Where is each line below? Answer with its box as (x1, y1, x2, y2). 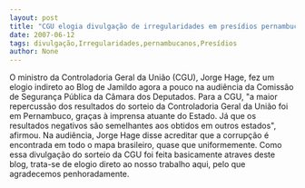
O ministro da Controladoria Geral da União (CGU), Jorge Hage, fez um (9, 72, 275, 83)
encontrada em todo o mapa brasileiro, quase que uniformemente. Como (9, 140, 282, 151)
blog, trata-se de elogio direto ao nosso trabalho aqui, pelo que (9, 159, 246, 170)
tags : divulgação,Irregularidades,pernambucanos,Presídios (9, 38, 238, 48)
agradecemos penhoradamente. (9, 169, 130, 180)
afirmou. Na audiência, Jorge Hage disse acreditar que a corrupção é (9, 130, 270, 141)
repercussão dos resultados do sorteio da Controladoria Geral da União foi (9, 101, 289, 112)
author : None (9, 47, 59, 56)
